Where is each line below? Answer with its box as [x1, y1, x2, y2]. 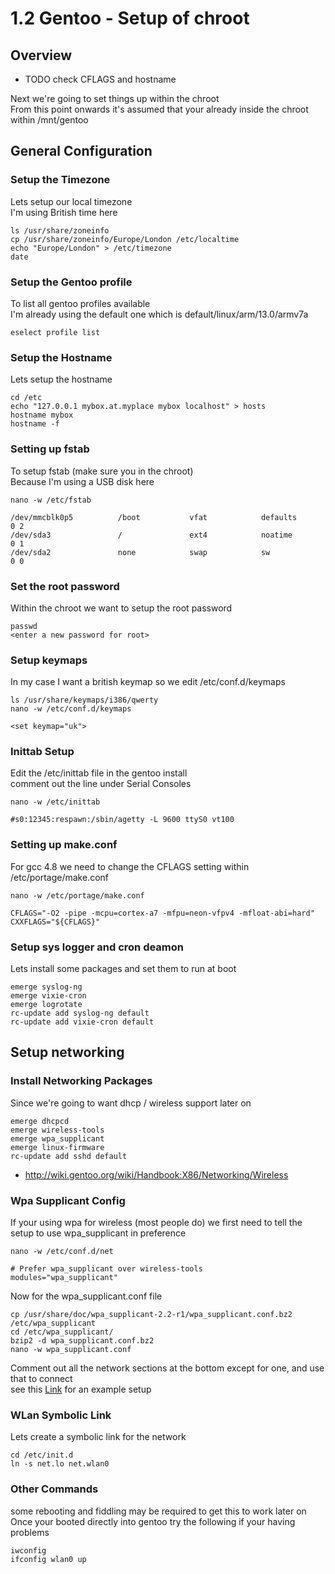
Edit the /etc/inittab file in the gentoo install [10, 767, 188, 779]
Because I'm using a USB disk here [10, 475, 155, 487]
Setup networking [10, 1044, 125, 1061]
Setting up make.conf [10, 838, 118, 852]
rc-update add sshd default [10, 1151, 128, 1161]
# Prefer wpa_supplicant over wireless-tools [10, 1264, 203, 1274]
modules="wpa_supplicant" [10, 1273, 118, 1283]
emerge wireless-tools [10, 1125, 105, 1135]
